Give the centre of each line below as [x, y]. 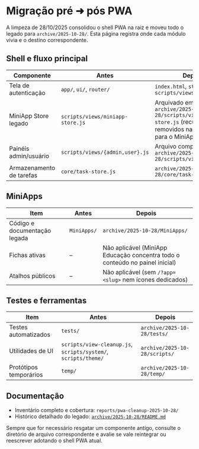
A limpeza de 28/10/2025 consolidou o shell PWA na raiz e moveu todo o [95, 27]
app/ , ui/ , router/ [86, 89]
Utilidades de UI [31, 351]
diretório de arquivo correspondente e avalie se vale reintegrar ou [86, 434]
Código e [22, 223]
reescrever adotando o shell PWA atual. [54, 441]
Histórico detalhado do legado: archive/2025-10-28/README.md [90, 416]
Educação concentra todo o [141, 255]
